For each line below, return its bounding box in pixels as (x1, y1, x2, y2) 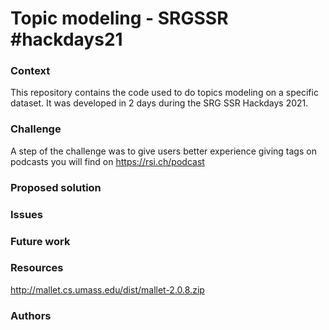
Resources (10, 261, 64, 275)
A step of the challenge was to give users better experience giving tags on (10, 145, 317, 157)
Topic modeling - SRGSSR (10, 7, 229, 30)
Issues (10, 207, 44, 221)
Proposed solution (10, 180, 102, 194)
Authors (10, 308, 52, 322)
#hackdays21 (10, 28, 123, 51)
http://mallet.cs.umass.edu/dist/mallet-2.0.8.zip (10, 283, 205, 296)
